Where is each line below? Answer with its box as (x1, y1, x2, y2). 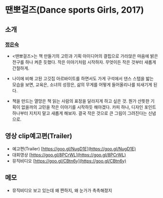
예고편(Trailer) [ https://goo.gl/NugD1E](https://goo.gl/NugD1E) (12, 145, 136, 151)
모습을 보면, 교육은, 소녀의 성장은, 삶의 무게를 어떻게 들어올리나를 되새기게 (12, 81, 152, 88)
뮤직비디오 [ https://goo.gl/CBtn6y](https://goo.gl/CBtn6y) (12, 158, 127, 163)
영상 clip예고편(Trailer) (5, 132, 72, 140)
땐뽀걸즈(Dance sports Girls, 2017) (5, 4, 145, 16)
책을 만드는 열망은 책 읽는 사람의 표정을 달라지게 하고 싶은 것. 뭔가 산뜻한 (12, 98, 150, 104)
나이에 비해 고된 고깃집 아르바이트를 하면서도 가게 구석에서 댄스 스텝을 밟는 (12, 75, 154, 81)
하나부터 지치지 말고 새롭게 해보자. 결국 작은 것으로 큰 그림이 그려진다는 (12, 110, 147, 116)
